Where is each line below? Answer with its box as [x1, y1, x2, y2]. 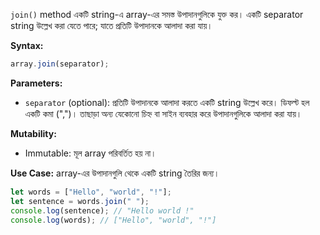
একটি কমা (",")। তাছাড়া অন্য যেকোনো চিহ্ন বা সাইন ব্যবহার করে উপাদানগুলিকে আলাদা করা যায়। [24, 107, 303, 119]
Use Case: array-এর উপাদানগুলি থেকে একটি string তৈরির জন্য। [10, 167, 220, 179]
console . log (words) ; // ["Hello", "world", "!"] [10, 215, 217, 225]
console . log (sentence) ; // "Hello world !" [10, 205, 195, 216]
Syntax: [10, 40, 44, 51]
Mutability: [10, 127, 57, 139]
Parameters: [10, 77, 63, 89]
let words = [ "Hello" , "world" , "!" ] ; [10, 187, 172, 197]
